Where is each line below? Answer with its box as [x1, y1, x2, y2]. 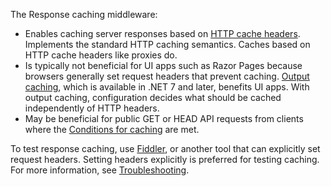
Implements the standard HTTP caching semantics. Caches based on [24, 39, 311, 50]
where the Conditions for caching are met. [24, 124, 200, 135]
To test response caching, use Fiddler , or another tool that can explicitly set [10, 143, 321, 154]
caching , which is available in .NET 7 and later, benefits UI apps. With [24, 81, 310, 93]
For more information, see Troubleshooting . [10, 164, 190, 176]
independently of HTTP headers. [24, 102, 160, 114]
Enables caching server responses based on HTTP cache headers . [24, 28, 301, 39]
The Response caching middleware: [10, 9, 158, 20]
